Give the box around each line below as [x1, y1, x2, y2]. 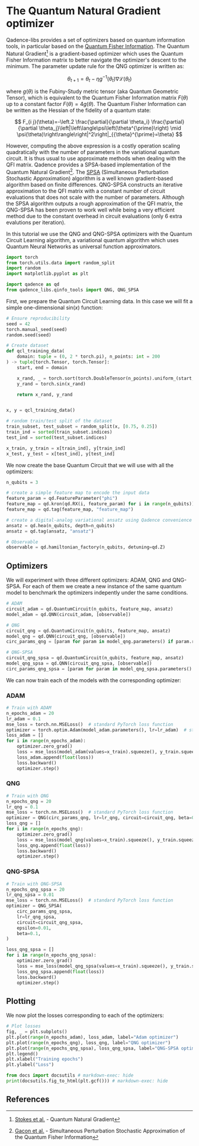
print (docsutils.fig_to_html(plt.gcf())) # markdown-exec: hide [6, 1078, 168, 1084]
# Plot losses [6, 1023, 41, 1029]
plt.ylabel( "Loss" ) [6, 1062, 54, 1068]
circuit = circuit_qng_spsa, [17, 919, 84, 925]
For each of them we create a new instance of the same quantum [23, 583, 182, 590]
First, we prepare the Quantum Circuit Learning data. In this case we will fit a [6, 297, 193, 304]
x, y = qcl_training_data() [6, 407, 76, 413]
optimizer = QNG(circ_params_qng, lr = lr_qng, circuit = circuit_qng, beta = [6, 815, 192, 821]
